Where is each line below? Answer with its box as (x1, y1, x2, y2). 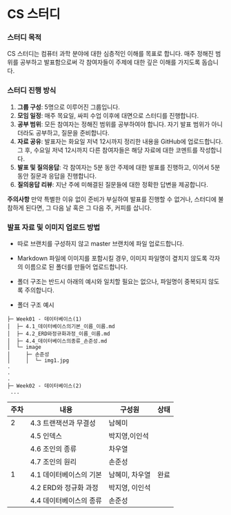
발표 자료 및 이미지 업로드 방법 (7, 222, 101, 232)
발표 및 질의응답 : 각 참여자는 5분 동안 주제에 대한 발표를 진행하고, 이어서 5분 (17, 163, 221, 171)
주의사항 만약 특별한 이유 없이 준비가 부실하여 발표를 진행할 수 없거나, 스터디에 (7, 194, 217, 203)
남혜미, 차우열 (108, 470, 151, 480)
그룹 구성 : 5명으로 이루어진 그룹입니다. (17, 103, 121, 111)
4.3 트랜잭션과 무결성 (30, 418, 96, 428)
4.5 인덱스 (30, 432, 62, 441)
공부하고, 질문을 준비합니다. (35, 128, 110, 137)
